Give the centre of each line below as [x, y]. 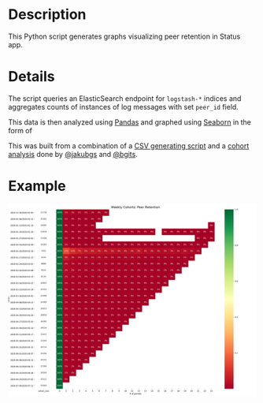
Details [31, 77]
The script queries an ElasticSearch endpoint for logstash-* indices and [125, 98]
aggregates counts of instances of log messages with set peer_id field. [123, 106]
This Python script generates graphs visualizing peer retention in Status [124, 36]
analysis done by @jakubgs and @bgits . [73, 154]
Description [47, 15]
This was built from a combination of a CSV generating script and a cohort [129, 146]
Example [37, 186]
